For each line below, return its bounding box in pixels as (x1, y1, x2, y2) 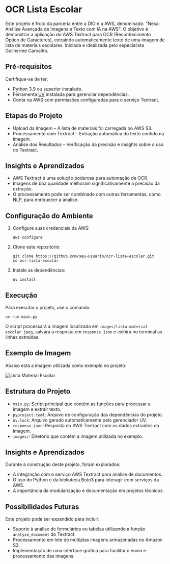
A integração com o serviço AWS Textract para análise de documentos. (12, 471, 163, 478)
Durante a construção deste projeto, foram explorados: (5, 461, 121, 468)
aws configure (12, 235, 43, 240)
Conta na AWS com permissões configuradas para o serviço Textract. (12, 96, 159, 103)
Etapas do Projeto (5, 111, 63, 120)
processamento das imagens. (12, 553, 75, 559)
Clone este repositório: (12, 244, 61, 250)
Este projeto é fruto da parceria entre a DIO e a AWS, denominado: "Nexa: (5, 20, 160, 27)
